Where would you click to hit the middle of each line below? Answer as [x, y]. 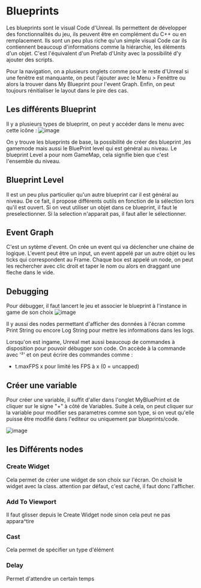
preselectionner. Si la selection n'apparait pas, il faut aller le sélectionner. [97, 213]
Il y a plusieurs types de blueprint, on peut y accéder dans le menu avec [95, 124]
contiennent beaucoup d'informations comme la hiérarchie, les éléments [96, 47]
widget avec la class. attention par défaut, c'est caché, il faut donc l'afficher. [100, 486]
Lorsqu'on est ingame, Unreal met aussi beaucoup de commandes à [91, 342]
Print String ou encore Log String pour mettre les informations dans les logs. [100, 330]
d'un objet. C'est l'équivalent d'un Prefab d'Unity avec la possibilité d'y [94, 53]
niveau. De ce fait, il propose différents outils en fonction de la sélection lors [100, 201]
